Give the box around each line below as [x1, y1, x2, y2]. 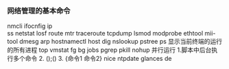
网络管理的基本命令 [7, 5, 71, 15]
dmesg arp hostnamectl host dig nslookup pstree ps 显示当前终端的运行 [19, 38, 223, 46]
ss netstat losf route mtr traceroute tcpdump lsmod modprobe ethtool [7, 29, 204, 38]
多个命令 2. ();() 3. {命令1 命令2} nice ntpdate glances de [12, 55, 172, 63]
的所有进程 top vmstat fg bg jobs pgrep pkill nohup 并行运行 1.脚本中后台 [7, 46, 212, 54]
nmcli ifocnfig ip [7, 22, 53, 30]
